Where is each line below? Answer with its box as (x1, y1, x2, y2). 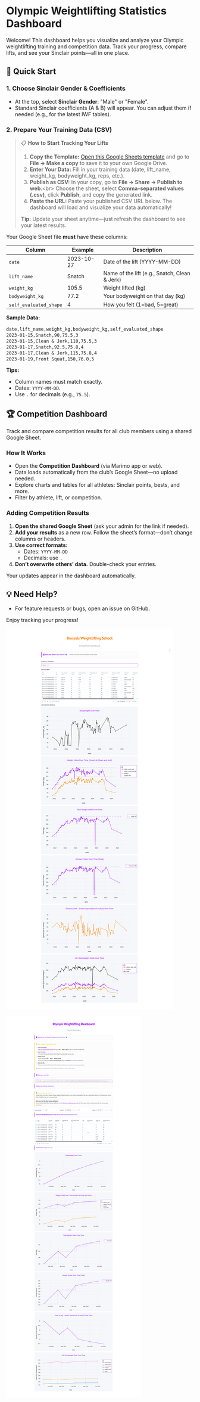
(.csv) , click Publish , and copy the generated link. (29, 191, 153, 198)
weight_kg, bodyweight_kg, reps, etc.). (29, 172, 125, 179)
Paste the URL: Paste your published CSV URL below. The (29, 197, 173, 204)
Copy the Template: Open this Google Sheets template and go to (29, 153, 189, 160)
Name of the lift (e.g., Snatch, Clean (103, 269, 190, 276)
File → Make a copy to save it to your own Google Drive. (29, 159, 168, 166)
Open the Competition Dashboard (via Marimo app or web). (14, 462, 162, 470)
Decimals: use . (23, 554, 63, 561)
